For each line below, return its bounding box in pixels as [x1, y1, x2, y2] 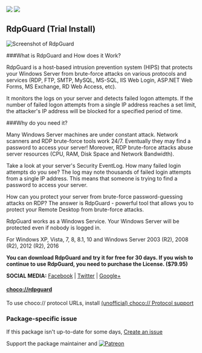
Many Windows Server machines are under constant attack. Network [6, 131, 178, 138]
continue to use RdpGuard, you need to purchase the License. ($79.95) [6, 260, 189, 268]
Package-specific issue [6, 314, 77, 323]
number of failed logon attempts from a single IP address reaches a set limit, [6, 101, 197, 108]
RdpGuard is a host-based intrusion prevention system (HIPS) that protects [6, 64, 193, 71]
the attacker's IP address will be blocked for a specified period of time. [6, 107, 183, 114]
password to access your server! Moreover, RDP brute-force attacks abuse [6, 144, 194, 151]
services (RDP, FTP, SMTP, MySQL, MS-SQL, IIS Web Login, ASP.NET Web [6, 76, 193, 84]
